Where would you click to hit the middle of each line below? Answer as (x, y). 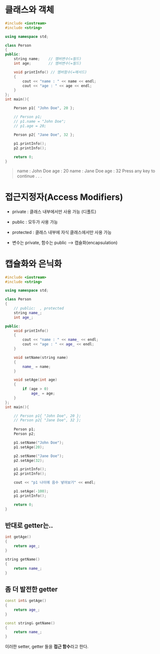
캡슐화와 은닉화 (33, 264)
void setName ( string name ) (41, 357)
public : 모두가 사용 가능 (35, 222)
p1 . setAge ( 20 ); (29, 447)
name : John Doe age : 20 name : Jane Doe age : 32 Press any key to (86, 171)
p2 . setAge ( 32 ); (29, 460)
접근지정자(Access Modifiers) (64, 197)
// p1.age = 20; (30, 126)
